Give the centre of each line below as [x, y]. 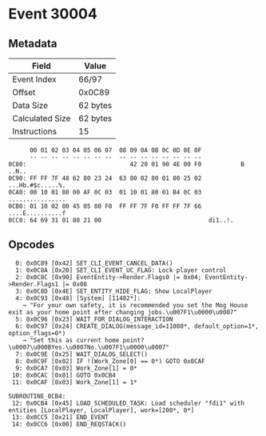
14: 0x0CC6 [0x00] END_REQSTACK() [69, 424]
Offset [24, 92]
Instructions [35, 131]
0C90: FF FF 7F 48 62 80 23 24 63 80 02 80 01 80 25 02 [105, 178]
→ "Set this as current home [71, 340]
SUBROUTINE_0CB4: [37, 396]
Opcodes [32, 245]
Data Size [30, 105]
